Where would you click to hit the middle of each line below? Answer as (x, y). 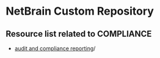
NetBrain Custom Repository (80, 11)
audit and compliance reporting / (55, 48)
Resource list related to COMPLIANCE (79, 34)
